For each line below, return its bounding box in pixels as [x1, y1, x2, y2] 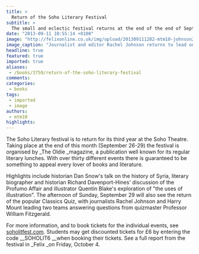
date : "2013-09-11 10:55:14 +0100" [6, 31, 94, 37]
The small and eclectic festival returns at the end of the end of [11, 25, 182, 32]
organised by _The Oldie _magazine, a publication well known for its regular [6, 148, 191, 155]
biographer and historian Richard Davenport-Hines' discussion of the [6, 179, 175, 186]
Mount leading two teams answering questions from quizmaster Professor [6, 204, 187, 211]
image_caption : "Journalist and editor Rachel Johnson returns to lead [6, 42, 187, 48]
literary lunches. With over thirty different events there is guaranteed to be [6, 155, 188, 162]
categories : [6, 81, 36, 87]
